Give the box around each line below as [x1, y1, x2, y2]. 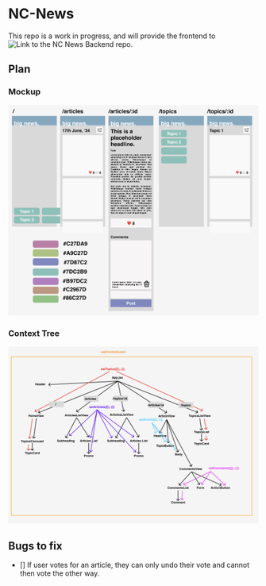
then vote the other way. [19, 569, 100, 578]
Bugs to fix [8, 539, 63, 553]
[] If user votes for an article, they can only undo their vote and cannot [19, 561, 250, 570]
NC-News [8, 5, 75, 23]
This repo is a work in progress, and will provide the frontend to [8, 31, 216, 40]
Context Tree [8, 328, 60, 339]
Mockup [8, 87, 41, 98]
